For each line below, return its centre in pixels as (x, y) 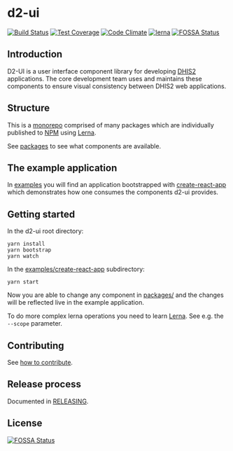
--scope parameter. (35, 324)
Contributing (36, 346)
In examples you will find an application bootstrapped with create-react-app (117, 185)
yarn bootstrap (29, 250)
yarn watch (23, 256)
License (25, 423)
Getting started (41, 214)
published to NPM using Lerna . (52, 132)
